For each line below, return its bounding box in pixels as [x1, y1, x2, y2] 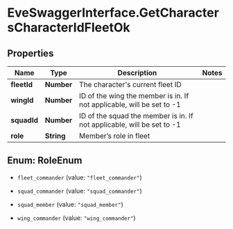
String [44, 131, 66, 141]
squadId [10, 116, 38, 125]
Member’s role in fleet [78, 131, 150, 141]
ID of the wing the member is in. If [78, 91, 189, 100]
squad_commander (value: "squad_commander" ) [17, 187, 142, 195]
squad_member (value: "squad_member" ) [17, 200, 123, 208]
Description [117, 68, 157, 77]
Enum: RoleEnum [7, 155, 83, 166]
